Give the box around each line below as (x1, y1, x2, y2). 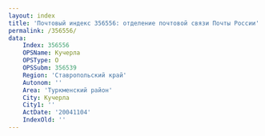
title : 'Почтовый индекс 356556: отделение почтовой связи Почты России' (8, 19, 260, 27)
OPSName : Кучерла (22, 49, 81, 57)
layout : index (8, 11, 56, 20)
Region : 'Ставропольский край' (22, 71, 127, 79)
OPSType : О (22, 57, 59, 65)
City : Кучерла (22, 94, 70, 102)
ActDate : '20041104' (22, 109, 91, 117)
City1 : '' (22, 101, 56, 109)
